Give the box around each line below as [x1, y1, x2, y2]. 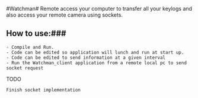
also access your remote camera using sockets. [6, 11, 123, 18]
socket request [6, 65, 44, 71]
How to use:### [6, 29, 66, 39]
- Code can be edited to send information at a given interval [6, 55, 166, 61]
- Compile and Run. [6, 44, 55, 50]
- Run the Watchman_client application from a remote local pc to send [6, 59, 187, 66]
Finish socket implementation [6, 87, 81, 93]
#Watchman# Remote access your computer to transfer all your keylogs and [6, 5, 193, 12]
